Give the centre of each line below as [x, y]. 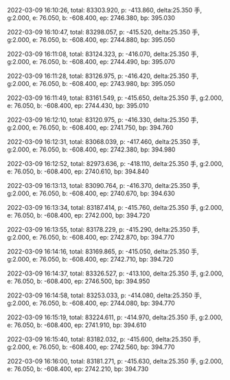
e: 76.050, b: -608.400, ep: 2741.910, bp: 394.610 [77, 325]
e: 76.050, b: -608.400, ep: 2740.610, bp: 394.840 [78, 171]
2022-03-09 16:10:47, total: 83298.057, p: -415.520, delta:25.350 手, [104, 32]
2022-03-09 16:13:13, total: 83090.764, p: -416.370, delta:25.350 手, [104, 186]
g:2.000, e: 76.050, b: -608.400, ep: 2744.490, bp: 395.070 [91, 62]
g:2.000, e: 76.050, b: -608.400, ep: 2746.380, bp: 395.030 [91, 18]
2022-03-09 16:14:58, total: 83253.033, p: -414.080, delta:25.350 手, [105, 295]
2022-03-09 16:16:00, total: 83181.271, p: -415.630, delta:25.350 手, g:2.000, [115, 361]
